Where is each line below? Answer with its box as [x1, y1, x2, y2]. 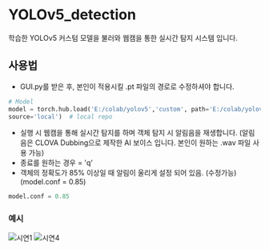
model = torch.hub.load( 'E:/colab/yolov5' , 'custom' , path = [8, 105, 210, 113]
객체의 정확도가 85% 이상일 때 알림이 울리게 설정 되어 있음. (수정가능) [19, 168, 237, 178]
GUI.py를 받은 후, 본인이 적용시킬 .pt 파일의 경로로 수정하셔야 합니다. [19, 82, 235, 91]
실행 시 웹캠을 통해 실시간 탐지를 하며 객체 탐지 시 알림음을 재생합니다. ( [19, 128, 243, 138]
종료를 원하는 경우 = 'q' [19, 158, 94, 167]
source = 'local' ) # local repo [8, 112, 113, 121]
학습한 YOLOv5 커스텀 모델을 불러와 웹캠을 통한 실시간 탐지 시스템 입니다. [8, 33, 239, 42]
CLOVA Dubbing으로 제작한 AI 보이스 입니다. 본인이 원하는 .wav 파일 [34, 138, 251, 147]
